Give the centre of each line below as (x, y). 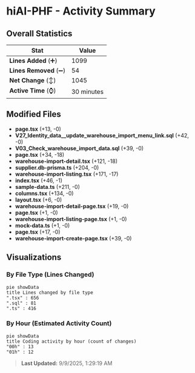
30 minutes (88, 91)
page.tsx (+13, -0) (38, 129)
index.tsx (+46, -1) (38, 180)
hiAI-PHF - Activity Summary (81, 11)
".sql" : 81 (21, 303)
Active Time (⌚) (33, 91)
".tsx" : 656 (23, 298)
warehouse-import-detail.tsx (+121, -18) (66, 161)
